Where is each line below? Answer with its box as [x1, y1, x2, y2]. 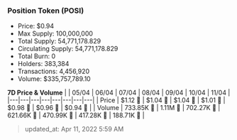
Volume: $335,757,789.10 [17, 75, 91, 83]
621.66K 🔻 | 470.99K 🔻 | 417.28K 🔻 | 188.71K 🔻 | [7, 111, 145, 119]
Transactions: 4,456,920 [17, 67, 90, 76]
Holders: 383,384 [17, 60, 70, 68]
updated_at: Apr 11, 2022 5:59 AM [24, 125, 124, 134]
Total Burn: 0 [17, 52, 55, 60]
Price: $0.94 [17, 22, 55, 31]
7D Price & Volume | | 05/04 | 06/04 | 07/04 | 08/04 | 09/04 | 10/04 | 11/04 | [7, 88, 231, 97]
